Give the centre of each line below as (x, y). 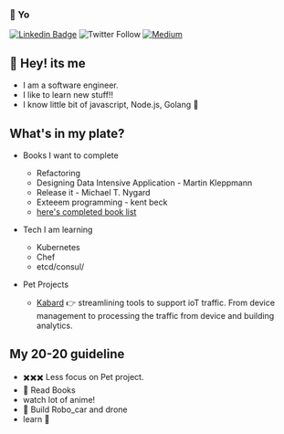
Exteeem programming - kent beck (102, 202)
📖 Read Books (49, 390)
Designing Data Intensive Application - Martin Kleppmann (144, 183)
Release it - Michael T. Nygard (93, 192)
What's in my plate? (67, 133)
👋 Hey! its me (47, 63)
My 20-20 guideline (67, 354)
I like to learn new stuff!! (68, 95)
